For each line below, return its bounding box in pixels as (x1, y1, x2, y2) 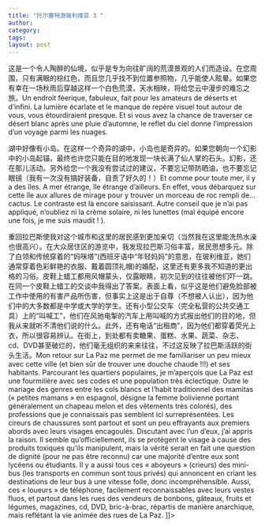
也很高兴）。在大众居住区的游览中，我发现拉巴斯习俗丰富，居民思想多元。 (8, 242, 247, 251)
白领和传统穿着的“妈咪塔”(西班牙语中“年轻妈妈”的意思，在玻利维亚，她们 (14, 252, 251, 262)
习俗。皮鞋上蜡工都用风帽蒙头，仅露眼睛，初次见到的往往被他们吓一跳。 (21, 272, 257, 281)
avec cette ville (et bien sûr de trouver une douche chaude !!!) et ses (8, 359, 230, 369)
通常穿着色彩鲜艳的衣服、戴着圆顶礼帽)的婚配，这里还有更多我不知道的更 (8, 262, 246, 271)
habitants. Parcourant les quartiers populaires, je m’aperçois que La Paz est (8, 368, 254, 378)
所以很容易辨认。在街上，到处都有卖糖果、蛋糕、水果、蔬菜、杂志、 (21, 331, 243, 341)
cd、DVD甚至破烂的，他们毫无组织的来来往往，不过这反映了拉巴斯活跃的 (8, 341, 245, 350)
